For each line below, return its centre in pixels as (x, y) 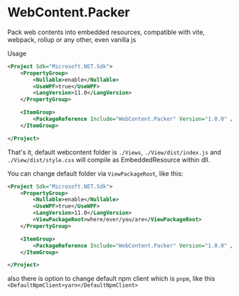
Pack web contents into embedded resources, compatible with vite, (106, 32)
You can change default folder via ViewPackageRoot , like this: (95, 173)
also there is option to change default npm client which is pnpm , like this (111, 279)
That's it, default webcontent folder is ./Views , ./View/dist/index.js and (115, 152)
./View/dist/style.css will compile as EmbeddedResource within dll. (109, 159)
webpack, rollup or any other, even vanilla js (72, 39)
